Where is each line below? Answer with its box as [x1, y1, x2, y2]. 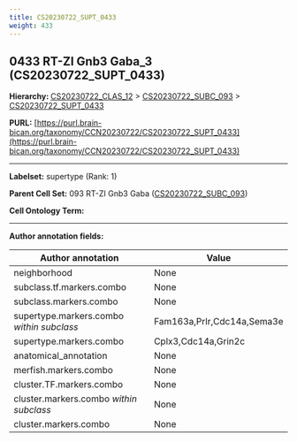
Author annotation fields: [9, 231, 104, 241]
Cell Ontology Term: [9, 205, 85, 217]
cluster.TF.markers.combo [13, 378, 124, 391]
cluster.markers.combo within [13, 392, 137, 405]
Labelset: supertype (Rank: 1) [9, 171, 118, 182]
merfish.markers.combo [13, 364, 113, 377]
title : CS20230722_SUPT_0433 [9, 12, 117, 22]
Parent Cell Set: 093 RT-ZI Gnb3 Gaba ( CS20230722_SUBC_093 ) [9, 188, 248, 199]
